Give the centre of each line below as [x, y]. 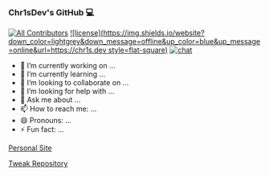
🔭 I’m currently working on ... [67, 66]
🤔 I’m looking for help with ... [67, 92]
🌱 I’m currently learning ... [63, 74]
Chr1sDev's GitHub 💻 [51, 12]
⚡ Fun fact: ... [42, 129]
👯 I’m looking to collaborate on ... [74, 83]
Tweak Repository [38, 164]
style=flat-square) [138, 50]
